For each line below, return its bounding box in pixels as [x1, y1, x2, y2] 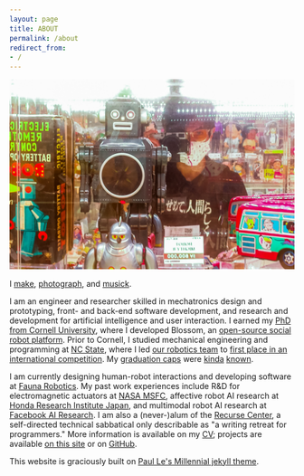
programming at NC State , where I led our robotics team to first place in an [9, 344, 288, 355]
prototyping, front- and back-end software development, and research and [9, 305, 289, 316]
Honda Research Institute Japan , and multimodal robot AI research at [9, 399, 267, 411]
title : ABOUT [9, 24, 59, 33]
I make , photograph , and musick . [9, 278, 132, 289]
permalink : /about [9, 33, 79, 43]
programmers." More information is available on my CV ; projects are [9, 428, 262, 439]
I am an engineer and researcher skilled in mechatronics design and [9, 295, 262, 307]
